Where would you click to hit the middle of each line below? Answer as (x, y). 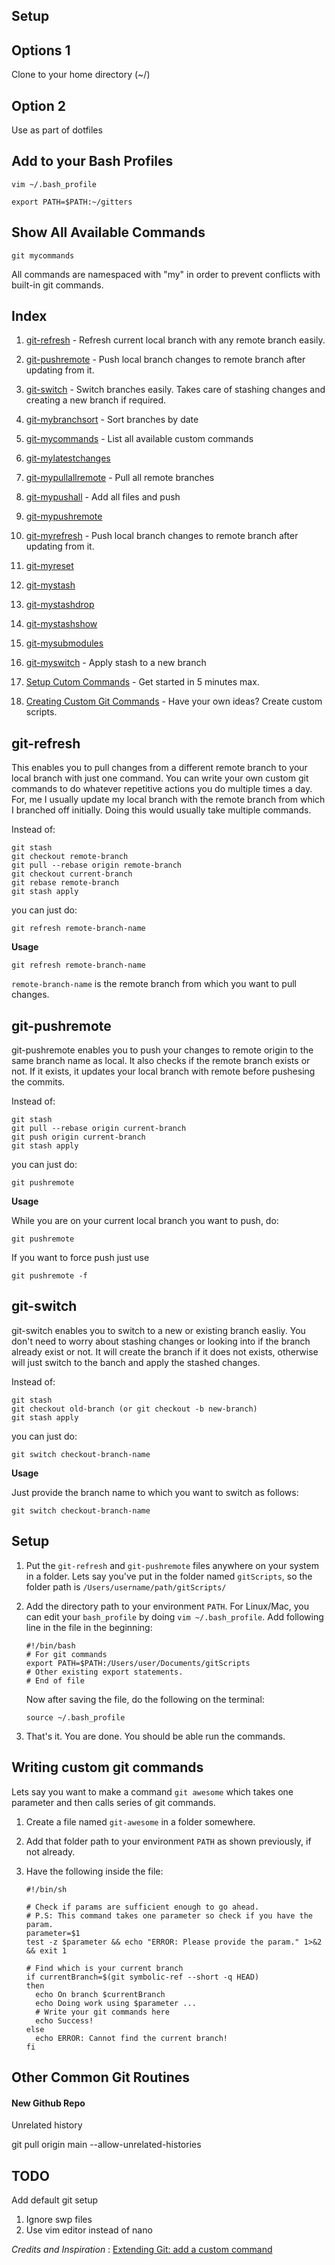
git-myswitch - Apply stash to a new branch (116, 663)
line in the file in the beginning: (89, 1627)
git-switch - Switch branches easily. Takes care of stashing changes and (175, 390)
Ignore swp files (59, 2219)
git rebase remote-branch (65, 883)
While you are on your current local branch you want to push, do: (145, 1221)
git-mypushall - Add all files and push (103, 497)
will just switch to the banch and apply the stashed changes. (136, 1362)
